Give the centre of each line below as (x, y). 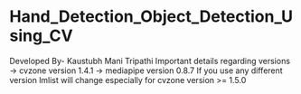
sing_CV (42, 36)
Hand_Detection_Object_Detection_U (151, 17)
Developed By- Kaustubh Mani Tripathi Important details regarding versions (150, 61)
